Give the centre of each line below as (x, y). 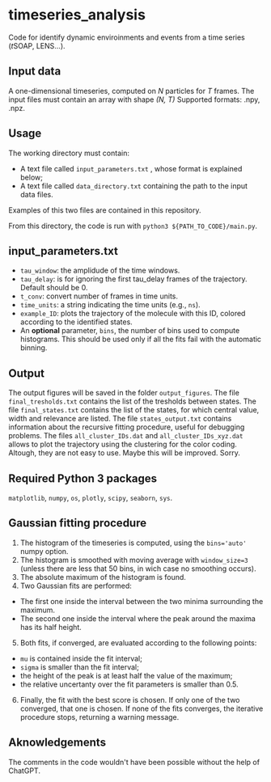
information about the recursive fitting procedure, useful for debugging (127, 427)
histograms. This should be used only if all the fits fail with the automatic (140, 339)
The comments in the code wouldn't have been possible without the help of (134, 762)
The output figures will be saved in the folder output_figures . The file (124, 393)
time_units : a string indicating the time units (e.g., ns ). (110, 305)
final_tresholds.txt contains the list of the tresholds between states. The (132, 401)
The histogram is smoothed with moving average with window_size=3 (134, 560)
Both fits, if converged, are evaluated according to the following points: (138, 643)
